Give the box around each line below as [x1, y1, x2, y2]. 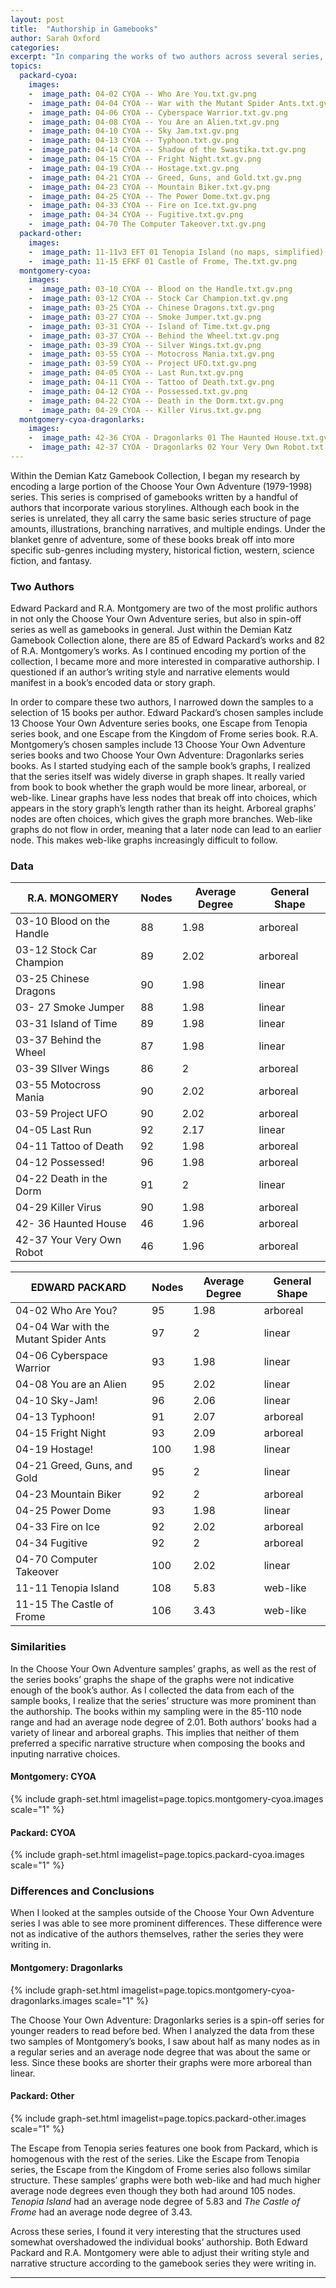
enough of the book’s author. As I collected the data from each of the [10, 1684, 295, 1696]
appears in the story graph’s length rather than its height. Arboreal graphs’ [10, 802, 317, 815]
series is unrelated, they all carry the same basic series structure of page [10, 512, 312, 524]
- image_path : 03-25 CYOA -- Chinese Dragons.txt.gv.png [28, 303, 275, 313]
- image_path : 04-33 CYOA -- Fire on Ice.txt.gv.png [28, 201, 257, 211]
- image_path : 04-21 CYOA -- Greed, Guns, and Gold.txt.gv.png [28, 172, 302, 183]
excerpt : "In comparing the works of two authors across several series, [10, 52, 325, 62]
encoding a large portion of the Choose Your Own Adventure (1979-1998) [10, 480, 313, 492]
